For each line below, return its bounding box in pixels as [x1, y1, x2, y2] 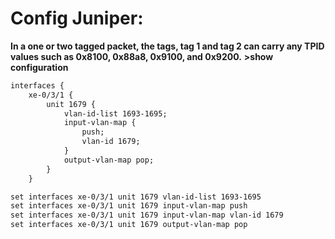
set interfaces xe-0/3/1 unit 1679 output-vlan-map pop [10, 220, 248, 230]
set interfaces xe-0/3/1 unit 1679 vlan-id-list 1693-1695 [10, 192, 262, 202]
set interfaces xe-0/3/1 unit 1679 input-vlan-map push [10, 201, 248, 211]
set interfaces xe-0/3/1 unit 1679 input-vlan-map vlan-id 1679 [10, 210, 284, 221]
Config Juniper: [10, 7, 144, 30]
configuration [10, 61, 69, 73]
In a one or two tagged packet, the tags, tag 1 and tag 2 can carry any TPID [10, 40, 325, 52]
